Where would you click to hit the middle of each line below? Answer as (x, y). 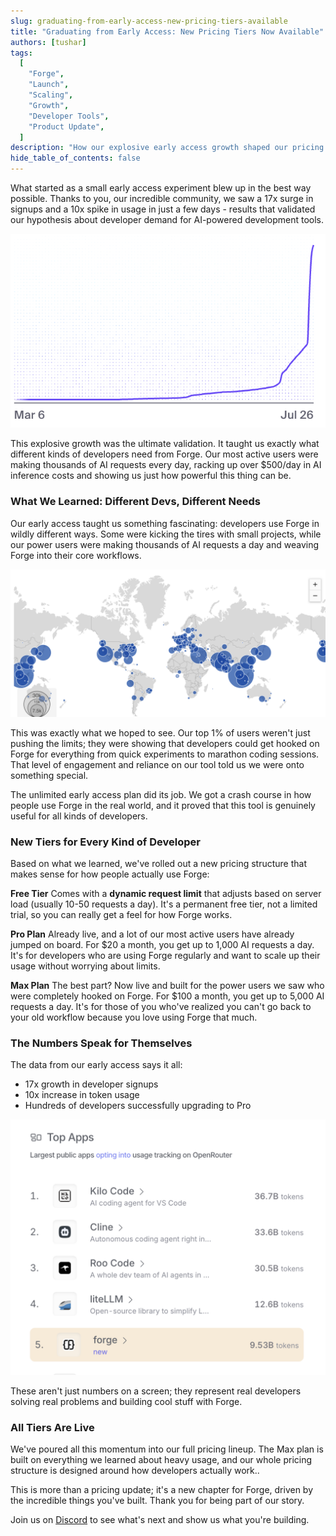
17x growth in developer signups (91, 1084)
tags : (21, 53)
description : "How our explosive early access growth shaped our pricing (167, 148)
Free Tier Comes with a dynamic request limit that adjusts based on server (166, 894)
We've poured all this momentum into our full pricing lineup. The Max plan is (167, 1449)
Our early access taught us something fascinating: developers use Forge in (165, 523)
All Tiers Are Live (52, 1427)
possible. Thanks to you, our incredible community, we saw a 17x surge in (162, 198)
